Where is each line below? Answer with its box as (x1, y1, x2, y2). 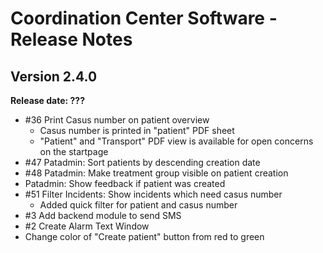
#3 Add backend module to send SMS (24, 210, 182, 221)
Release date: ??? (10, 95, 86, 106)
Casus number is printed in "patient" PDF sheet (39, 125, 235, 136)
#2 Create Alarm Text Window (24, 220, 150, 232)
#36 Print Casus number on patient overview (24, 114, 210, 126)
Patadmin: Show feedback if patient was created (24, 178, 226, 189)
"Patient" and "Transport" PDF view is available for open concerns (39, 135, 314, 147)
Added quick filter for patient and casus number (39, 199, 238, 211)
